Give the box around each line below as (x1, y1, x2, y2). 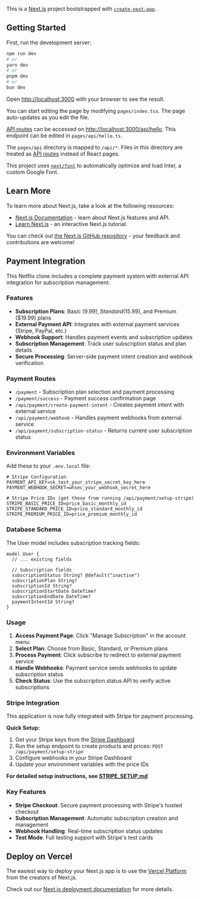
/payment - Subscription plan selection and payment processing (15, 388, 174, 395)
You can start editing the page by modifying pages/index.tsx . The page (6, 107, 185, 114)
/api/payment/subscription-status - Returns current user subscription (15, 427, 193, 434)
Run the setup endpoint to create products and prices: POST (15, 742, 164, 750)
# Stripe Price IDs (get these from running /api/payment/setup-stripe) (6, 495, 195, 502)
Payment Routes (6, 374, 56, 383)
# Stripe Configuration (6, 474, 67, 480)
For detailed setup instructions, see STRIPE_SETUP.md (6, 773, 148, 780)
